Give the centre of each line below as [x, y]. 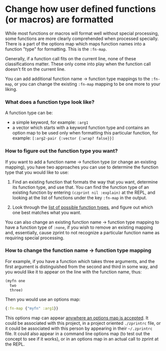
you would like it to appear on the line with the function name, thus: [73, 272]
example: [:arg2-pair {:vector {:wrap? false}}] [63, 138]
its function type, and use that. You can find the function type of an [81, 187]
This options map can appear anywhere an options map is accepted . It [77, 318]
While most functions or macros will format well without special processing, [82, 33]
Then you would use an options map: [43, 300]
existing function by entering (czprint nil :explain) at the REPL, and [84, 192]
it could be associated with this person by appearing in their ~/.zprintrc [79, 329]
